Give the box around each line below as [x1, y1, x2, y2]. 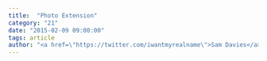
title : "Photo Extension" [8, 11, 98, 20]
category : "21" [8, 19, 59, 27]
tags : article [8, 33, 56, 42]
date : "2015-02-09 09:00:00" [8, 26, 105, 34]
